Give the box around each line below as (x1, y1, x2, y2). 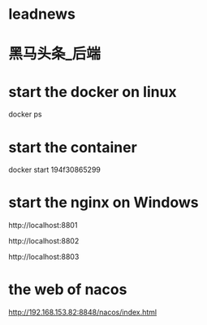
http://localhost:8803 (8, 252, 80, 261)
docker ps (8, 109, 42, 119)
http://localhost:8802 (8, 236, 80, 246)
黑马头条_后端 (8, 45, 101, 64)
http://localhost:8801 (8, 221, 78, 231)
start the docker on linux (8, 82, 177, 101)
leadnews (8, 5, 75, 24)
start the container (8, 138, 138, 156)
